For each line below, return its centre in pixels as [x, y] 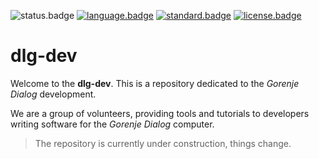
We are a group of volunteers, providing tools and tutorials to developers [160, 113]
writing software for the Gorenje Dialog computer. [112, 124]
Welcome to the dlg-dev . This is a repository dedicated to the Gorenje [155, 83]
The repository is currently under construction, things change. [163, 143]
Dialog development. [53, 94]
